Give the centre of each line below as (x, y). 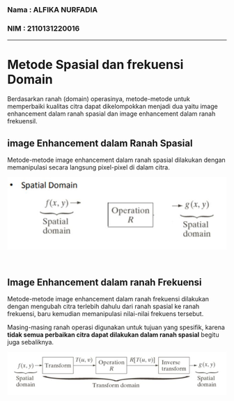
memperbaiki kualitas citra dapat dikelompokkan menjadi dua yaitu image (112, 107)
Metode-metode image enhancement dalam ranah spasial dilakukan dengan (117, 160)
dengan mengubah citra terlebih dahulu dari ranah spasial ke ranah (103, 307)
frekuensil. (22, 121)
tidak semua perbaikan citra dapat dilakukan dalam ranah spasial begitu (113, 335)
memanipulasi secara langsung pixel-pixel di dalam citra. (89, 167)
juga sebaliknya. (31, 342)
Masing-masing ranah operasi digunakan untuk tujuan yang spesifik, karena (116, 327)
